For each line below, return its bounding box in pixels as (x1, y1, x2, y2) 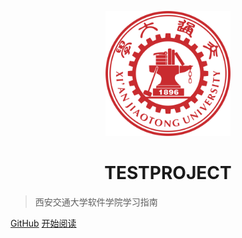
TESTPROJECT (104, 162, 232, 185)
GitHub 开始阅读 (10, 217, 77, 229)
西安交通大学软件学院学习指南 (34, 196, 158, 208)
